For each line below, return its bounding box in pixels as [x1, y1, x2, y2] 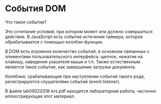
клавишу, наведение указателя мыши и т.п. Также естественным [5, 59, 141, 64]
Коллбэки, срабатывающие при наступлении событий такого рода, [5, 73, 145, 79]
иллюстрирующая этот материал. [5, 93, 75, 99]
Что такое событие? [5, 19, 47, 25]
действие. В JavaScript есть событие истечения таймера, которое [5, 34, 143, 40]
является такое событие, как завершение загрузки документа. [5, 64, 136, 70]
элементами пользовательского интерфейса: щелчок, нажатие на [5, 53, 143, 59]
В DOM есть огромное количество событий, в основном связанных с [5, 48, 150, 54]
